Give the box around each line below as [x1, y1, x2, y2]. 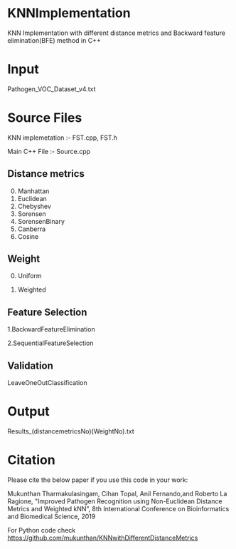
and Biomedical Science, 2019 [7, 512, 96, 520]
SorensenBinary [17, 217, 65, 225]
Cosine [17, 232, 39, 240]
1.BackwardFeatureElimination [7, 325, 95, 334]
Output [7, 404, 50, 420]
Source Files [7, 110, 82, 126]
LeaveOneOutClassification [7, 379, 87, 387]
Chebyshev [17, 202, 52, 210]
